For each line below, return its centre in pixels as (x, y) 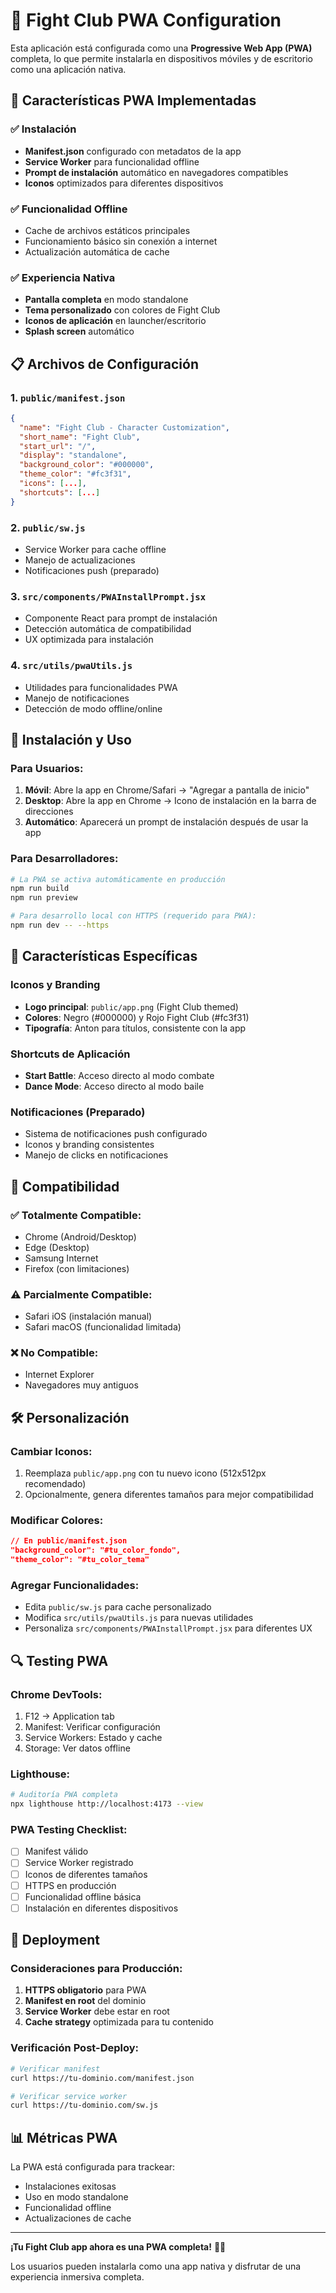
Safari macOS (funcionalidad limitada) (103, 1327)
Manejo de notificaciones (77, 698)
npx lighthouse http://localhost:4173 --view (106, 1804)
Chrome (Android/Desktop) (80, 1236)
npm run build (40, 889)
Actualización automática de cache (97, 251)
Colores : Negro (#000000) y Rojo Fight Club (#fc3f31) (137, 1017)
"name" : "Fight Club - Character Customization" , (124, 427)
